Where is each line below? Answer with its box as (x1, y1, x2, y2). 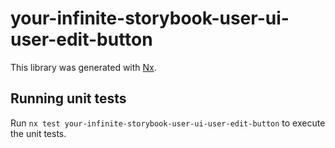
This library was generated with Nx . (10, 61, 157, 73)
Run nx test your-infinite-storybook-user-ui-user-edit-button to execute (10, 117, 326, 129)
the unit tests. (10, 127, 67, 139)
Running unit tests (10, 90, 127, 107)
